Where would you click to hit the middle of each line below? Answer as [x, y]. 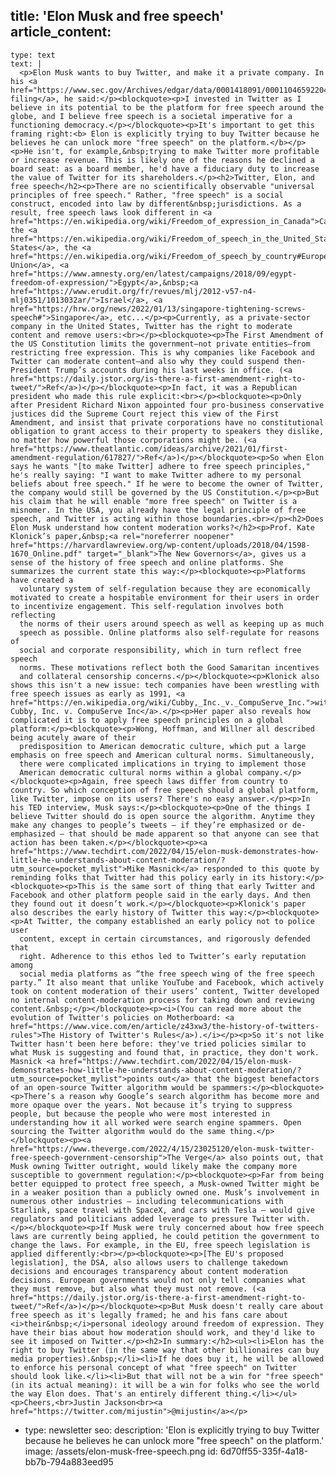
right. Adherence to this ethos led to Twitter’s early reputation [163, 956]
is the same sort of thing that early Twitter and [207, 886]
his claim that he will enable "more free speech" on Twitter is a [154, 501]
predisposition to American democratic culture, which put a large [163, 746]
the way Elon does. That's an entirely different [116, 1394]
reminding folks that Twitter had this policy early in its [138, 877]
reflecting [33, 615]
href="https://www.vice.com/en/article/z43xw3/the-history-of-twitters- [165, 1026]
